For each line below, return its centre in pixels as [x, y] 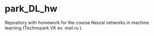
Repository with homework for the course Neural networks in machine [77, 22]
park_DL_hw [31, 9]
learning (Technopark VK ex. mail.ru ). [44, 27]
